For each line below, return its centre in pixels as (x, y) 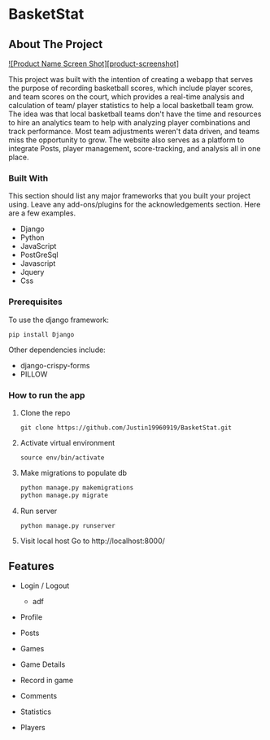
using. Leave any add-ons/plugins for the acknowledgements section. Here (135, 205)
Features (31, 566)
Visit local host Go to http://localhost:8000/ (92, 541)
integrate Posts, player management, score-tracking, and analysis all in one (135, 148)
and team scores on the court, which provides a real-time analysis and (126, 97)
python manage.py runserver (67, 525)
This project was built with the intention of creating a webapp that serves (131, 79)
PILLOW (34, 374)
